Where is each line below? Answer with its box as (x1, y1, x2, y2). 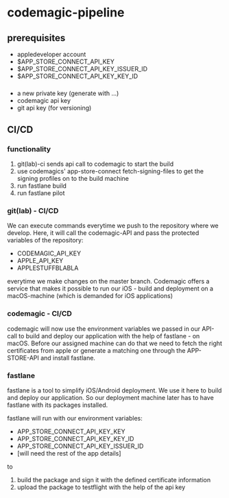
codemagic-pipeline (7, 5, 125, 21)
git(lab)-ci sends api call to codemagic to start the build (16, 160, 173, 169)
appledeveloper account (16, 50, 86, 58)
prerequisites (7, 32, 66, 44)
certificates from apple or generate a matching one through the (7, 346, 186, 354)
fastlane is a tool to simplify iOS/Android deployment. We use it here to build (7, 386, 222, 395)
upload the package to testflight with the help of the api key (16, 483, 186, 491)
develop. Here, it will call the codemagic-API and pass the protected (7, 229, 200, 237)
